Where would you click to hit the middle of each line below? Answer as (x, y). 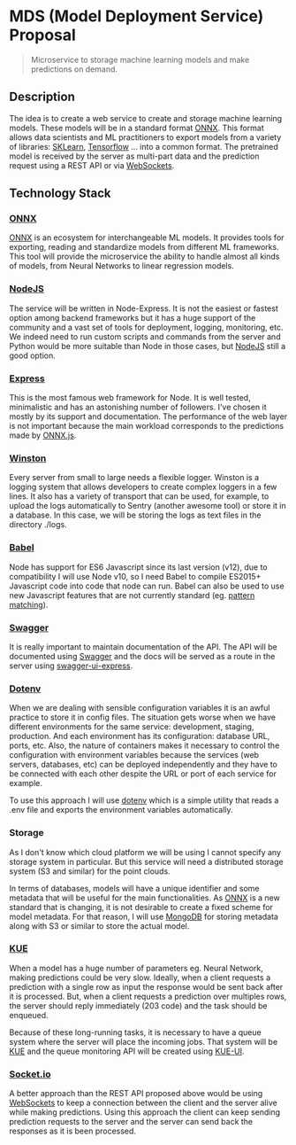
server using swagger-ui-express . (71, 666)
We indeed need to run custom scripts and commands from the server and (145, 336)
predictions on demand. (74, 69)
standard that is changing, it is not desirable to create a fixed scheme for (141, 907)
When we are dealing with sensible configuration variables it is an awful (140, 708)
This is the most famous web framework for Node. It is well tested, (130, 398)
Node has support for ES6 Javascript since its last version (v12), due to (138, 567)
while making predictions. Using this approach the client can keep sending (145, 1112)
